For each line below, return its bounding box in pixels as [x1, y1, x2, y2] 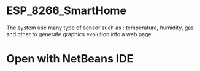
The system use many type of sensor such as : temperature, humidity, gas [6, 24, 194, 31]
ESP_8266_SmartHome [6, 4, 127, 18]
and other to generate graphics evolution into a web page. [6, 30, 153, 37]
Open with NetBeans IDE [6, 52, 134, 66]
